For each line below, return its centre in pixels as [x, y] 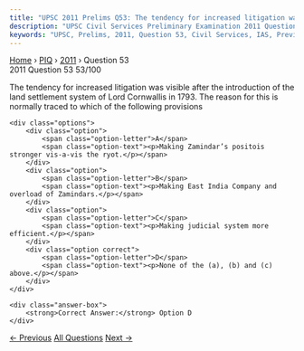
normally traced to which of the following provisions [106, 107]
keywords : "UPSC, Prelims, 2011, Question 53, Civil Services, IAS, [141, 34]
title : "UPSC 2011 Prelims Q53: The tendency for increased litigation [147, 18]
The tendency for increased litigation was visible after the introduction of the [152, 88]
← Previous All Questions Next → [71, 338]
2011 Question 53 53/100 [56, 70]
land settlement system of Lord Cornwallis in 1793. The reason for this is [144, 97]
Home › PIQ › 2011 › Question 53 [69, 61]
